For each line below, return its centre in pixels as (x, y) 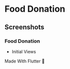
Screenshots (24, 27)
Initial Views (24, 51)
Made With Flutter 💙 (25, 61)
